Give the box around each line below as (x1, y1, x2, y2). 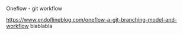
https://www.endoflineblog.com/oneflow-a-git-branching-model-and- (6, 16, 178, 23)
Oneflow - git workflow (6, 5, 63, 12)
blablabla (30, 23, 53, 29)
